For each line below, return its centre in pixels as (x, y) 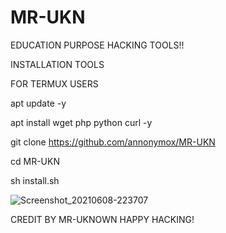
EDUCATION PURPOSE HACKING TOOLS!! (97, 45)
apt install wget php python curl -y (81, 122)
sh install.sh (35, 180)
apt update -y (38, 103)
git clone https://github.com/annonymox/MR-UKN (113, 142)
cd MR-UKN (35, 161)
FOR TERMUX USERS (54, 83)
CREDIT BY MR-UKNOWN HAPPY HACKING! (102, 219)
